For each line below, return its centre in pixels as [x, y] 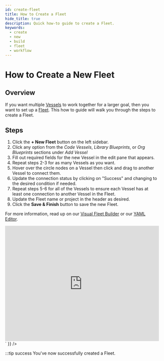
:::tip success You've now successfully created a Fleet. [60, 353]
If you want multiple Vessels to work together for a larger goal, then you [77, 104]
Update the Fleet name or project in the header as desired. [71, 199]
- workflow [20, 50]
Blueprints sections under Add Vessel [50, 153]
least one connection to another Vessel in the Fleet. [64, 194]
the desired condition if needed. [44, 183]
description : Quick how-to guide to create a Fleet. [60, 23]
